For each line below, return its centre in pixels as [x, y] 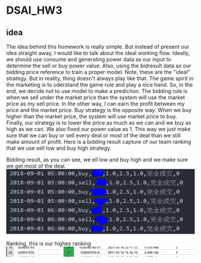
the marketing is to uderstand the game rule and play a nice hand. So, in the [100, 85]
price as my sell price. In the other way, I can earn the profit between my [96, 104]
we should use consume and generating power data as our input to [89, 59]
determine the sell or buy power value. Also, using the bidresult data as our [99, 66]
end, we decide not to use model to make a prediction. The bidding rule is [97, 91]
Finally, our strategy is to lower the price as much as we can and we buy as [99, 123]
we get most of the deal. [36, 166]
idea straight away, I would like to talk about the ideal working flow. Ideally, [98, 53]
